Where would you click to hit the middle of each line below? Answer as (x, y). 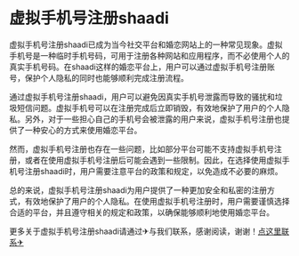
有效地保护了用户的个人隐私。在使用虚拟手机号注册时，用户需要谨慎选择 (157, 201)
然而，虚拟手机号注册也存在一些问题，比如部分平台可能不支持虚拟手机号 (141, 148)
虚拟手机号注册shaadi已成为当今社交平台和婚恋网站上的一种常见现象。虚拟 (146, 44)
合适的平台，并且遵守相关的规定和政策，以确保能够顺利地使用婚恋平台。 (141, 212)
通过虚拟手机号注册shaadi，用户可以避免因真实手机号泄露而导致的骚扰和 (142, 96)
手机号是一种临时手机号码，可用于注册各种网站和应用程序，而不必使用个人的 (149, 55)
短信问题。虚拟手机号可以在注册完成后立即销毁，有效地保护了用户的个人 (149, 108)
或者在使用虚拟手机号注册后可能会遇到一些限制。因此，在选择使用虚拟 (153, 160)
